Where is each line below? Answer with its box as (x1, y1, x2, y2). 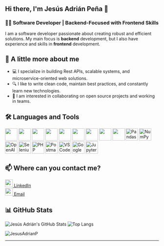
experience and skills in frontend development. (5, 41, 101, 47)
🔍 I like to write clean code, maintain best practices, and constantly (12, 81, 148, 87)
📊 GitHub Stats (5, 206, 53, 214)
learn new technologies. (12, 88, 61, 94)
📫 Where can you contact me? (5, 164, 101, 172)
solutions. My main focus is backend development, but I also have (5, 36, 138, 41)
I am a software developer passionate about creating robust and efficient (5, 30, 152, 37)
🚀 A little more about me (5, 55, 80, 63)
